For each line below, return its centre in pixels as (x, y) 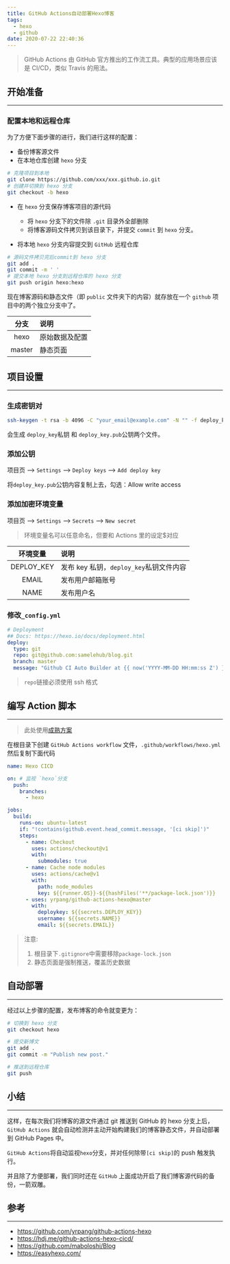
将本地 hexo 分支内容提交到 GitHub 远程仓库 (78, 244)
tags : (15, 20)
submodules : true (62, 861)
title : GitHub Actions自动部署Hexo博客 (61, 13)
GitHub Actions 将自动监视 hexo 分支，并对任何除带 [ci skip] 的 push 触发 (108, 1152)
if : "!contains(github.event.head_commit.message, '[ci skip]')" (115, 829)
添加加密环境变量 (35, 504)
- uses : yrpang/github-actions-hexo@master (88, 899)
